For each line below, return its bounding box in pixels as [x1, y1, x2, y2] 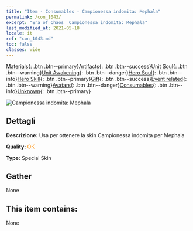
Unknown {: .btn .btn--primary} [17, 87, 91, 94]
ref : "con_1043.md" [6, 36, 54, 42]
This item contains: [6, 203, 78, 214]
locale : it [6, 30, 33, 36]
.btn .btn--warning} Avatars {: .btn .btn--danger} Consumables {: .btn [6, 81, 168, 89]
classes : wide [6, 47, 41, 53]
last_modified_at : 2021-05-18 [6, 25, 80, 31]
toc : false [6, 42, 33, 47]
